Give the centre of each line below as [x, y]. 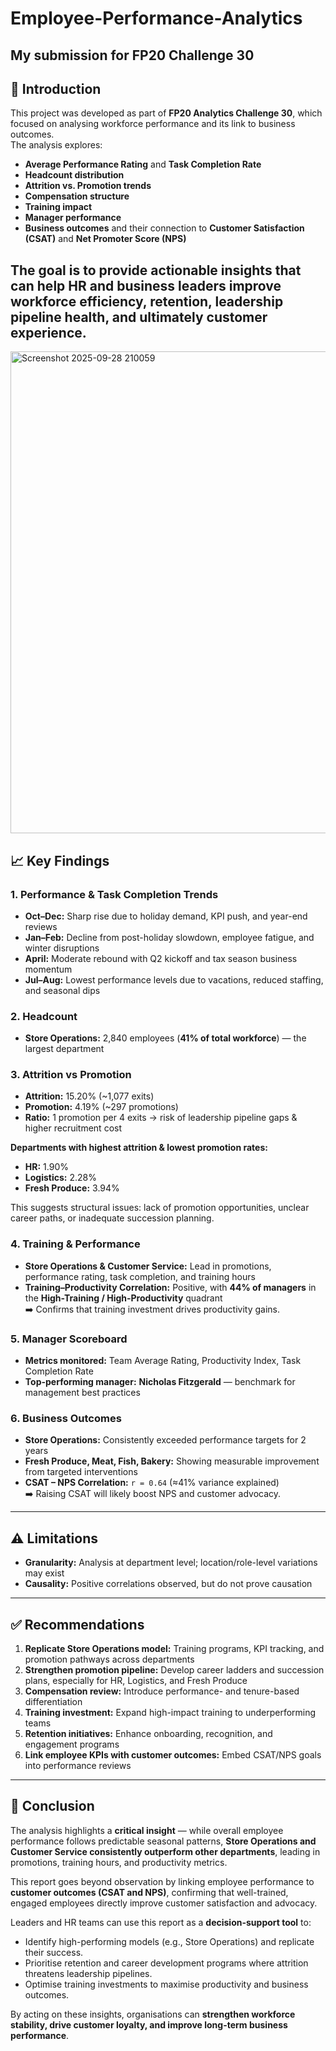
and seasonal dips [62, 990]
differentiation [53, 1701]
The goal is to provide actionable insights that [156, 270]
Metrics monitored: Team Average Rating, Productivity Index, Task [163, 1361]
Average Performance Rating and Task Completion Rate [143, 164]
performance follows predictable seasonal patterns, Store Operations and [163, 1841]
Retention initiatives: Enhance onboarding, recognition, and [148, 1733]
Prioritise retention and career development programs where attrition [166, 1963]
